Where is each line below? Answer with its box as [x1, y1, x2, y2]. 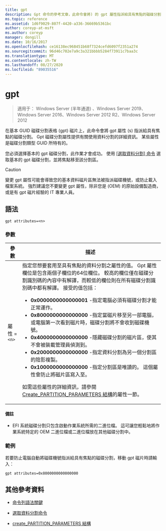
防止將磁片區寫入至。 [40, 371, 90, 378]
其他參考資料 [5, 485, 44, 494]
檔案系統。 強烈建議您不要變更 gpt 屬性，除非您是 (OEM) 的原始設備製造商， [5, 183, 161, 189]
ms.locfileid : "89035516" [5, 67, 58, 72]
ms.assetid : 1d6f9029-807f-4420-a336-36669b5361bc [5, 21, 112, 26]
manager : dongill [5, 35, 41, 40]
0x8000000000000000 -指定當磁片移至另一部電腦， [30, 312, 157, 319]
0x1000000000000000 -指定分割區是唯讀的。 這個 [30, 364, 153, 371]
